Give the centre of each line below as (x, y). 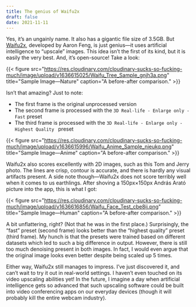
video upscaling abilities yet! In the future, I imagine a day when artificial (93, 279)
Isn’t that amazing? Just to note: (45, 93)
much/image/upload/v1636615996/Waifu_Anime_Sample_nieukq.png (89, 146)
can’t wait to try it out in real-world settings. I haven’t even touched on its (94, 273)
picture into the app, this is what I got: (52, 189)
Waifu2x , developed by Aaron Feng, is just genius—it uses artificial (87, 45)
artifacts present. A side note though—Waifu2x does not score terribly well (96, 177)
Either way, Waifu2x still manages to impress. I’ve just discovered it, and (93, 267)
